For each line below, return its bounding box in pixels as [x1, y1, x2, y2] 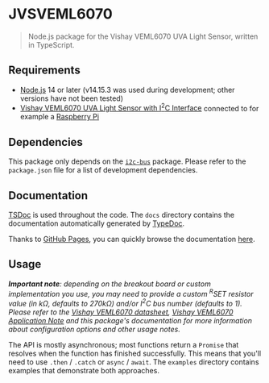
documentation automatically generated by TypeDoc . [8, 219, 185, 228]
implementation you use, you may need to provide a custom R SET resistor [8, 287, 254, 298]
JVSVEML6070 [8, 5, 113, 23]
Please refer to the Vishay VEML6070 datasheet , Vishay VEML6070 [8, 307, 234, 317]
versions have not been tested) [19, 94, 123, 103]
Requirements [8, 64, 81, 77]
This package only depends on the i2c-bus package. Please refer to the [8, 156, 246, 166]
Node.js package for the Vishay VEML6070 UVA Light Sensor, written [27, 31, 259, 41]
